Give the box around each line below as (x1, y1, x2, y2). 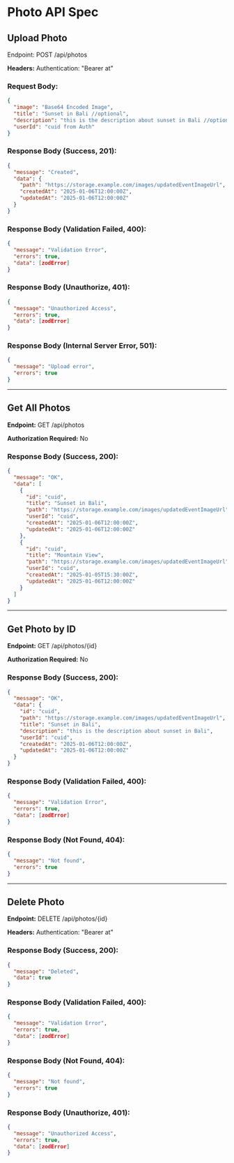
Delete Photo (7, 895, 65, 908)
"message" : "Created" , (13, 168, 79, 175)
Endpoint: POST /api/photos (7, 50, 88, 59)
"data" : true (13, 974, 52, 981)
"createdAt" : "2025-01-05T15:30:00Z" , (25, 571, 139, 578)
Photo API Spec (7, 4, 99, 20)
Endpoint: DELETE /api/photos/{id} (7, 914, 108, 923)
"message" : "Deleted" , (13, 968, 79, 975)
